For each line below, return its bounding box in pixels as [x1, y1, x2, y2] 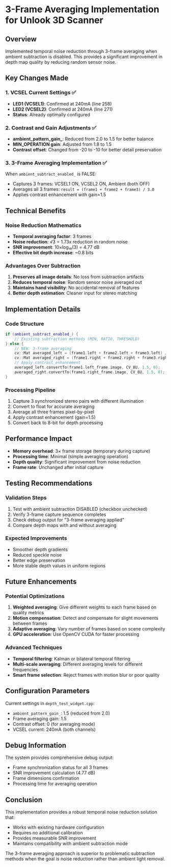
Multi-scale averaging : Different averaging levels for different [12, 661, 143, 667]
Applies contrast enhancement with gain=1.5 [12, 192, 106, 198]
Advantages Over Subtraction [5, 262, 81, 269]
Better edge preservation [12, 557, 66, 563]
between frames [12, 620, 47, 626]
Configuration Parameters [5, 687, 90, 695]
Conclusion [5, 795, 43, 804]
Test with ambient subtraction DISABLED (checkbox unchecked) [12, 506, 148, 512]
